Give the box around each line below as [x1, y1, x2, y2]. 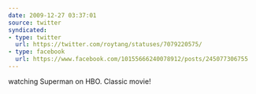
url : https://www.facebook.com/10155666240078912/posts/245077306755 [15, 56, 248, 63]
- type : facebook [8, 48, 65, 56]
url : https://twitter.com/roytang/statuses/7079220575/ [15, 41, 202, 49]
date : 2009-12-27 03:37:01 [8, 11, 97, 20]
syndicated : [8, 26, 47, 34]
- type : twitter [8, 33, 61, 42]
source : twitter [8, 19, 61, 27]
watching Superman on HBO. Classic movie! [8, 76, 151, 86]
